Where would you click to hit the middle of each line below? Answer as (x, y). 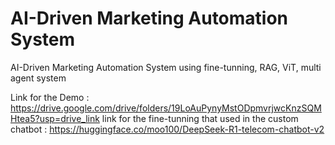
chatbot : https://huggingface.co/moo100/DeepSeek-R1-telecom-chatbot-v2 (167, 129)
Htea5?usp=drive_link (55, 118)
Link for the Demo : (50, 97)
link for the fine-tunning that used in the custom (200, 118)
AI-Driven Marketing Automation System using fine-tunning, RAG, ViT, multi (166, 67)
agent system (38, 78)
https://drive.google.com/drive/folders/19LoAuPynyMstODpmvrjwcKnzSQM (166, 108)
